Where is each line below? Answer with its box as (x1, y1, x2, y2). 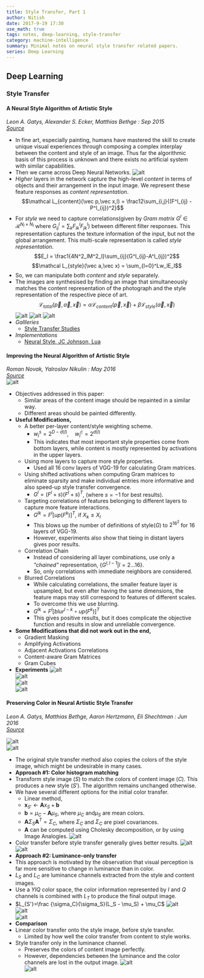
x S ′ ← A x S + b (24, 801, 60, 810)
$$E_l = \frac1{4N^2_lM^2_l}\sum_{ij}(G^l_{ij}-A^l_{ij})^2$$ (33, 252, 180, 260)
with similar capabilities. (15, 162, 76, 170)
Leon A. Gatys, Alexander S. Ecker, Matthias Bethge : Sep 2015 (6, 118, 164, 126)
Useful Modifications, (15, 416, 72, 424)
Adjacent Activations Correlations (24, 646, 108, 654)
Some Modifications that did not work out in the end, (15, 627, 151, 634)
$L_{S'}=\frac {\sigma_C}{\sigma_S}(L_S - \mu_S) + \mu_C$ (15, 900, 165, 907)
